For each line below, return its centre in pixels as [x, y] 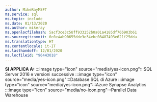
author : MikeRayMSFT [26, 10]
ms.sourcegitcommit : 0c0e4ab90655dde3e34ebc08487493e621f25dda [71, 37]
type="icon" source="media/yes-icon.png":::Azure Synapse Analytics [76, 85]
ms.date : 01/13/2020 [26, 23]
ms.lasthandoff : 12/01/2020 [34, 51]
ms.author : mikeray [25, 28]
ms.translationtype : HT [29, 42]
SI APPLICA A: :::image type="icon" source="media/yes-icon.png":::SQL [79, 69]
